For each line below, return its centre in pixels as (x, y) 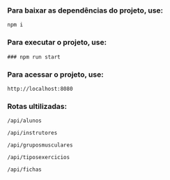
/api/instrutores (32, 133)
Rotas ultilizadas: (37, 106)
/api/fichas (24, 170)
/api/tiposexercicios (39, 158)
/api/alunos (24, 121)
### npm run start (34, 57)
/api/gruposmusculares (40, 145)
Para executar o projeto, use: (57, 43)
